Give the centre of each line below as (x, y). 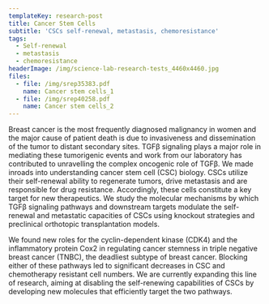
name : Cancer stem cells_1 (68, 91)
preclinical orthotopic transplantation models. (84, 225)
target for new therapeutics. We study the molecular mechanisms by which (134, 199)
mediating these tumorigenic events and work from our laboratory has (125, 156)
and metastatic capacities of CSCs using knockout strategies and (146, 216)
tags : (17, 39)
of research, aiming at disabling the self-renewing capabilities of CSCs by (131, 283)
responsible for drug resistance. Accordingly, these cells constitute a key (130, 190)
